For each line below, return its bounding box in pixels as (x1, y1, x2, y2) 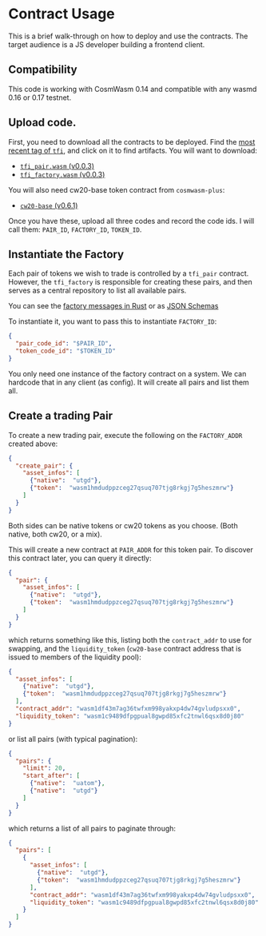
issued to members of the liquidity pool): (8, 652, 141, 662)
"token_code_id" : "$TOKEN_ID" (15, 347, 116, 356)
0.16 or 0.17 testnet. (8, 93, 72, 102)
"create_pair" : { (15, 461, 73, 470)
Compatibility (8, 63, 77, 77)
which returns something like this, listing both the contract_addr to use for (8, 635, 252, 644)
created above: (8, 439, 58, 448)
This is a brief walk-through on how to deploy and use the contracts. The (8, 31, 248, 41)
